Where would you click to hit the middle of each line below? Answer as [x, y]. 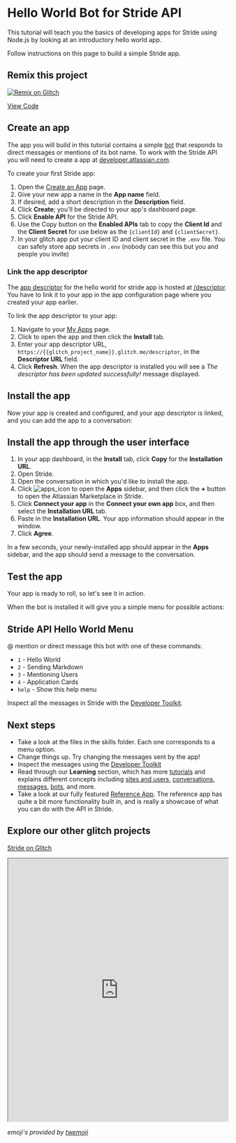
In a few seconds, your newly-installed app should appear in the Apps [108, 547]
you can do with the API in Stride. [65, 809]
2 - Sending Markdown [50, 667]
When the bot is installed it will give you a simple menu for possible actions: [116, 607]
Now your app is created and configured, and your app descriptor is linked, [115, 413]
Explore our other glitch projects [79, 831]
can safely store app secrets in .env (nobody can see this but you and [118, 246]
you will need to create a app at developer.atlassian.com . [89, 160]
